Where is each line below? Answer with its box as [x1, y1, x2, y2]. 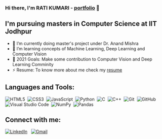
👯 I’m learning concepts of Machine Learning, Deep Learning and [12, 45, 145, 51]
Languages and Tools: [5, 83, 75, 92]
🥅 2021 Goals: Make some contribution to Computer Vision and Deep [12, 56, 153, 62]
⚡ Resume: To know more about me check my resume [12, 67, 122, 73]
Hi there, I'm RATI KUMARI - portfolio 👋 [5, 4, 100, 11]
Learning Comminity [12, 61, 54, 67]
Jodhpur [5, 27, 32, 36]
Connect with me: [5, 115, 61, 124]
